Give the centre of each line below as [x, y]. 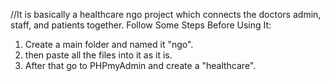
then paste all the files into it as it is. [98, 55]
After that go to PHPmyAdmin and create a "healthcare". [140, 65]
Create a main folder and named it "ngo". [109, 44]
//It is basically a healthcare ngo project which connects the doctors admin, [166, 14]
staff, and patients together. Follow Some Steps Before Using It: [141, 25]
